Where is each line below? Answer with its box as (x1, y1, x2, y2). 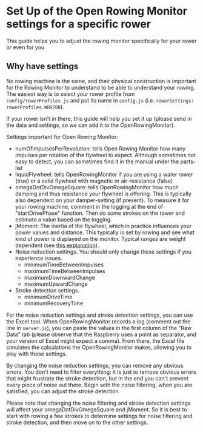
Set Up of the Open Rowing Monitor (6, 4, 188, 18)
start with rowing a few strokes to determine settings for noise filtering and (6, 412, 193, 419)
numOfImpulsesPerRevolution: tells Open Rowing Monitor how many (15, 144, 186, 152)
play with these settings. (6, 350, 67, 357)
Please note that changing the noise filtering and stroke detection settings (6, 399, 191, 407)
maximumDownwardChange (24, 274, 95, 281)
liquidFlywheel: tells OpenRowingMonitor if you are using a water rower (15, 170, 193, 178)
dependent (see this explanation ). (15, 241, 99, 249)
